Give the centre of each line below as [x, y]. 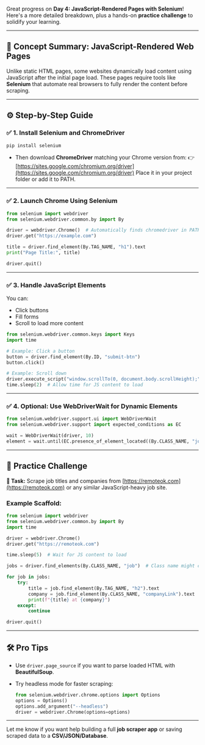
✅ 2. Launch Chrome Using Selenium [62, 201]
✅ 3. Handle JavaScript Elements [56, 285]
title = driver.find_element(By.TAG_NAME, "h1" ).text [76, 247]
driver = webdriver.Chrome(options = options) [73, 712]
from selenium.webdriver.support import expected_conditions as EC [94, 425]
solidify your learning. [34, 22]
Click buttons [32, 310]
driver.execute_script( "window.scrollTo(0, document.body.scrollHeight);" [103, 379]
